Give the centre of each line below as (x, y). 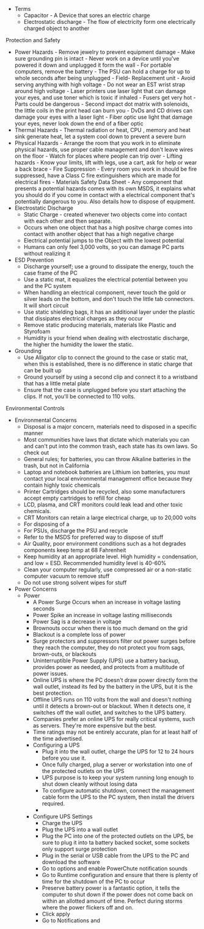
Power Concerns (36, 589)
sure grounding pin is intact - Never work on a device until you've (97, 58)
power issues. (50, 673)
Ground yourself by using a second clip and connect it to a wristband (111, 377)
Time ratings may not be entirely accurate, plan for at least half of (115, 732)
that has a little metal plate (57, 383)
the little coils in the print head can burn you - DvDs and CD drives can (104, 110)
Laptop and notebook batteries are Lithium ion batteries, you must (107, 472)
